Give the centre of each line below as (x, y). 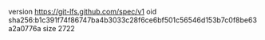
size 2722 (59, 28)
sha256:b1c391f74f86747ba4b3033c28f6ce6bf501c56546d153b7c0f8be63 (133, 20)
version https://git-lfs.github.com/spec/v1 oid (83, 12)
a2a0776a (25, 28)
